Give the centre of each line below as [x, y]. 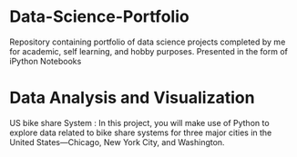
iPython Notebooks [46, 61]
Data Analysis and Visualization [132, 98]
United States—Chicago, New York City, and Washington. [117, 142]
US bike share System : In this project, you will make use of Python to [140, 123]
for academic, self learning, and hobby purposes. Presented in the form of [149, 51]
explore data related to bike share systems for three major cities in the [141, 132]
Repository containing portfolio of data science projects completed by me [148, 42]
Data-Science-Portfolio [99, 17]
